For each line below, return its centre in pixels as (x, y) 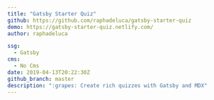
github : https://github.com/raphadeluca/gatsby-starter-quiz (100, 20)
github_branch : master (41, 79)
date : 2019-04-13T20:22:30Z (49, 72)
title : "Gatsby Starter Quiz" (52, 14)
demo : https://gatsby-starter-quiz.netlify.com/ (80, 27)
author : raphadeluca (38, 33)
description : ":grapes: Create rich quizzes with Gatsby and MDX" (107, 85)
